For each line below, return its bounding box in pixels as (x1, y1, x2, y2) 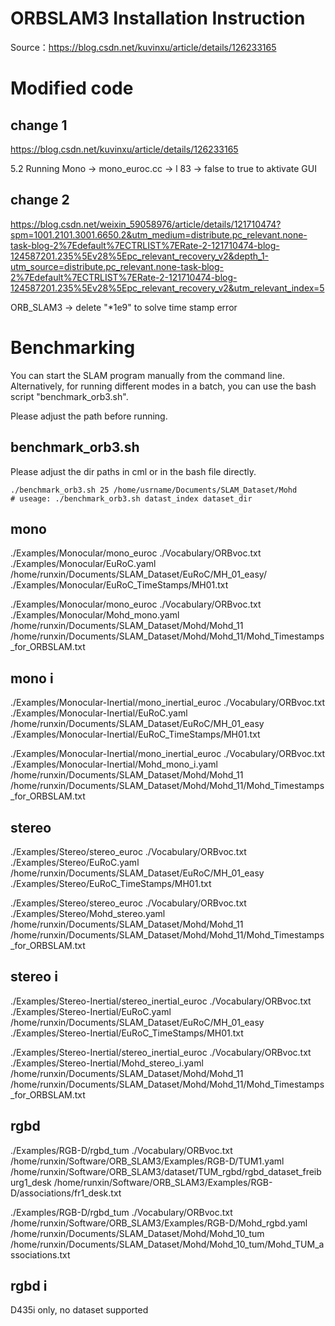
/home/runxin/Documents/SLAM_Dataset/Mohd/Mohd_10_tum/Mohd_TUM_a (10, 1238, 325, 1250)
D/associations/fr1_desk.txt (10, 1187, 122, 1199)
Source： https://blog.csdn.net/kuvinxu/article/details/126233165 (10, 41, 277, 53)
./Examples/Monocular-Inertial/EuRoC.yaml (10, 707, 188, 719)
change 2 (10, 192, 70, 209)
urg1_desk (10, 1176, 52, 1188)
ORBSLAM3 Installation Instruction (10, 7, 306, 30)
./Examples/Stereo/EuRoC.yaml (10, 856, 140, 868)
